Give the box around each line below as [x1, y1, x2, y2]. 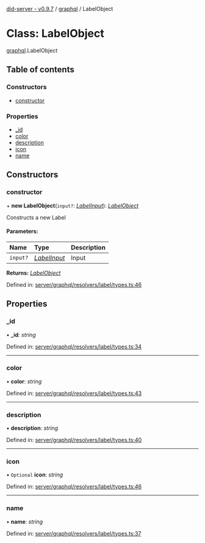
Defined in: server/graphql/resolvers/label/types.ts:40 [6, 437, 142, 444]
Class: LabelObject [6, 27, 105, 40]
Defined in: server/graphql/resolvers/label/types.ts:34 [6, 342, 142, 350]
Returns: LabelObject [6, 269, 61, 276]
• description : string [6, 424, 59, 432]
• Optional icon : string [6, 471, 63, 479]
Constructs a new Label [6, 213, 66, 221]
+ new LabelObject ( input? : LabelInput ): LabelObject [6, 202, 139, 209]
